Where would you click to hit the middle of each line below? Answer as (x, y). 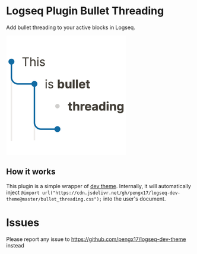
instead (15, 245)
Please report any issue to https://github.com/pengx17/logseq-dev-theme (96, 239)
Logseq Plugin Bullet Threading (85, 11)
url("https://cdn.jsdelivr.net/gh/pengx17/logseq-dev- (112, 193)
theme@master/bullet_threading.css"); (54, 199)
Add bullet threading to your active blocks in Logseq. (71, 27)
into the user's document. (134, 199)
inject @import (23, 192)
